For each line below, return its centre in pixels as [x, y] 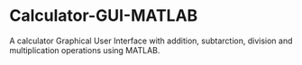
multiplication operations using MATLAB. [85, 50]
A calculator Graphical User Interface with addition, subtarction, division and [151, 41]
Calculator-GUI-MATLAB [104, 16]
